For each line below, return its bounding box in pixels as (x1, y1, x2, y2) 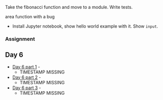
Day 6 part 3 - (12, 85, 41, 91)
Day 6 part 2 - (12, 74, 41, 80)
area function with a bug (5, 14, 55, 19)
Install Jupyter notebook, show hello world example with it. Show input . (12, 23, 158, 29)
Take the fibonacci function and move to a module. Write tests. (5, 4, 133, 10)
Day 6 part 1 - (12, 64, 41, 69)
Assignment (5, 35, 36, 42)
